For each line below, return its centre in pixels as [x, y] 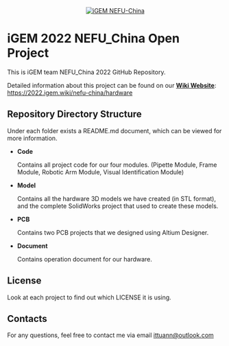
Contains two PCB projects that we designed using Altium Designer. [113, 232]
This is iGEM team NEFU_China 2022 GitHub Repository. [86, 72]
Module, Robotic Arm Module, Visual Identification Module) [100, 172]
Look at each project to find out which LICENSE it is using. [89, 297]
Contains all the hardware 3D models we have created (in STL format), [116, 198]
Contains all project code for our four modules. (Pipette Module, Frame [117, 165]
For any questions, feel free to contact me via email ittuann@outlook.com [110, 335]
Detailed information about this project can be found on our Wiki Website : [112, 85]
